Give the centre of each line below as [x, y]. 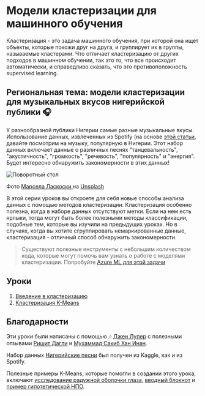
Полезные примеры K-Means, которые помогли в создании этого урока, [101, 373]
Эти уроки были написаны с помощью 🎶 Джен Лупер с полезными [94, 337]
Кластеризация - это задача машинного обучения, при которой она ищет [102, 40]
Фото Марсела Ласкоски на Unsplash [55, 186]
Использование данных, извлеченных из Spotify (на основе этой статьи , [101, 136]
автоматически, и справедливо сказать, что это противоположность [97, 66]
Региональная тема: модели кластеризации [96, 92]
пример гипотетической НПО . [46, 387]
